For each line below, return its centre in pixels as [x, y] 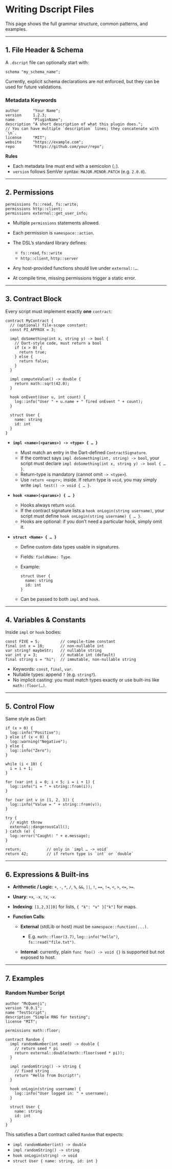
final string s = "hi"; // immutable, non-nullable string [71, 660]
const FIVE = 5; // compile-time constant [60, 642]
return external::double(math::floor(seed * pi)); [70, 1053]
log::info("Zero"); [31, 751]
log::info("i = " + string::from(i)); [51, 787]
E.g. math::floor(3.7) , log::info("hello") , [73, 937]
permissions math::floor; [33, 1030]
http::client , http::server [49, 258]
